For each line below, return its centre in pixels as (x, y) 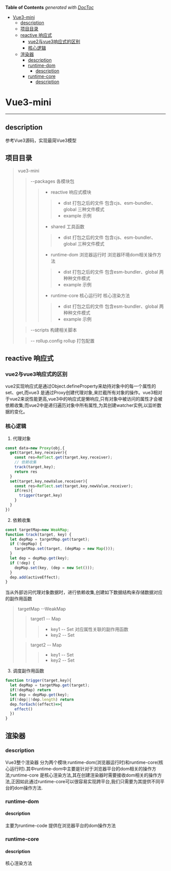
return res (26, 472)
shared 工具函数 (68, 226)
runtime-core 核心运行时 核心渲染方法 (90, 295)
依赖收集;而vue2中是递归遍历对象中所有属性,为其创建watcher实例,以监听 (81, 405)
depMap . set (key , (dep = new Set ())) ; (54, 568)
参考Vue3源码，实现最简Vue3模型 (41, 140)
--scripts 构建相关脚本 (54, 330)
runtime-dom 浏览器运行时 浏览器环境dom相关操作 (104, 254)
